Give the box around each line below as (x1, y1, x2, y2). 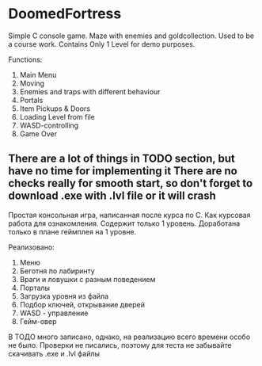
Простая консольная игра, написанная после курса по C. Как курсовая (8, 210, 251, 219)
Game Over (19, 128, 58, 139)
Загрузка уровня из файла (19, 291, 109, 301)
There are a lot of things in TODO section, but (8, 152, 235, 166)
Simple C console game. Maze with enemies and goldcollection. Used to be (8, 31, 255, 40)
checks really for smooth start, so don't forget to (8, 177, 253, 190)
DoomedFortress (8, 5, 122, 23)
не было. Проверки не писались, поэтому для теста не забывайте (8, 340, 232, 349)
